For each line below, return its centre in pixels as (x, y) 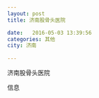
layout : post (26, 14)
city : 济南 (22, 46)
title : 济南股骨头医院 (37, 20)
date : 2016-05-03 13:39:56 (49, 33)
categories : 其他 (31, 39)
